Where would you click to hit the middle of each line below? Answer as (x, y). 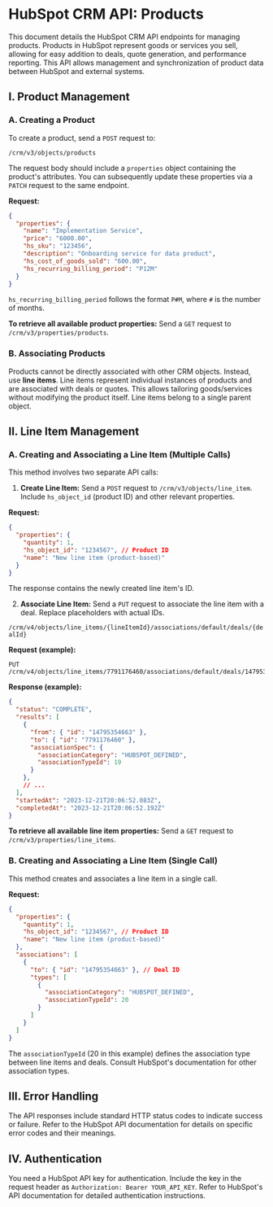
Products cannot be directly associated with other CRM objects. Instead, (130, 371)
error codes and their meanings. (62, 1133)
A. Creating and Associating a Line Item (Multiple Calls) (120, 454)
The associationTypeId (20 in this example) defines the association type (129, 1053)
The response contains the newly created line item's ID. (102, 588)
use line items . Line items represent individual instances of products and (130, 380)
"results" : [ (38, 717)
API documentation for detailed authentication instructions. (107, 1196)
